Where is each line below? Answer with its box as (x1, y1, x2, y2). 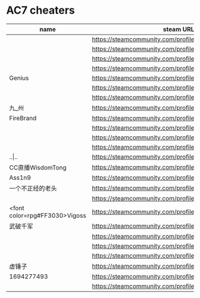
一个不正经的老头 (9, 184, 58, 192)
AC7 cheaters (6, 4, 76, 17)
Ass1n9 (9, 173, 32, 181)
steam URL (162, 25, 195, 33)
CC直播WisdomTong (9, 163, 67, 171)
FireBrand (9, 114, 37, 122)
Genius (9, 74, 29, 82)
